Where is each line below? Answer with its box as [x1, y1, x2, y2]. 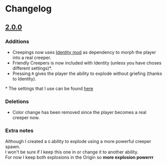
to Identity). [12, 75, 36, 81]
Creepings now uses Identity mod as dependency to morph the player [12, 49, 156, 55]
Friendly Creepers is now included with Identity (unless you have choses [12, 59, 162, 65]
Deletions [5, 98, 29, 105]
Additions [5, 38, 29, 45]
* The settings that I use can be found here [5, 85, 94, 91]
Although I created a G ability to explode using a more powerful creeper [5, 138, 152, 144]
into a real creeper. [12, 54, 51, 60]
